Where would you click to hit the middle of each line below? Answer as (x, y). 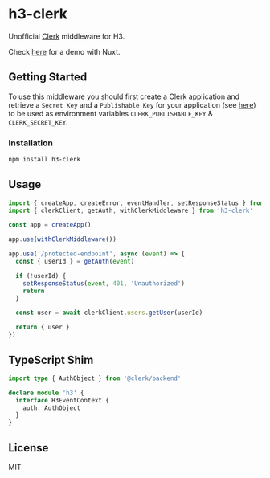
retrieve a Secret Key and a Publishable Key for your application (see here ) (132, 104)
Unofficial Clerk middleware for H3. (67, 36)
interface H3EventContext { (63, 400)
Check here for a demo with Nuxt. (64, 51)
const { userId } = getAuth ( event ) (75, 262)
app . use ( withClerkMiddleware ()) (62, 239)
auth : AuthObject (52, 408)
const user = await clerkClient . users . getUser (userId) (109, 313)
